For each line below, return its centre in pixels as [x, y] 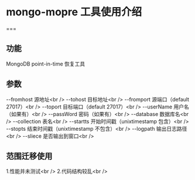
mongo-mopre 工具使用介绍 [74, 12]
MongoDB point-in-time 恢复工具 [46, 64]
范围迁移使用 [29, 156]
